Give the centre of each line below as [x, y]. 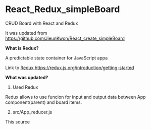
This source [18, 121]
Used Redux [25, 87]
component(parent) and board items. [44, 102]
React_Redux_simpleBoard [63, 9]
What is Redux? [22, 48]
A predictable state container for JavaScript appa [57, 58]
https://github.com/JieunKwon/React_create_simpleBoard [65, 38]
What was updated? [27, 77]
